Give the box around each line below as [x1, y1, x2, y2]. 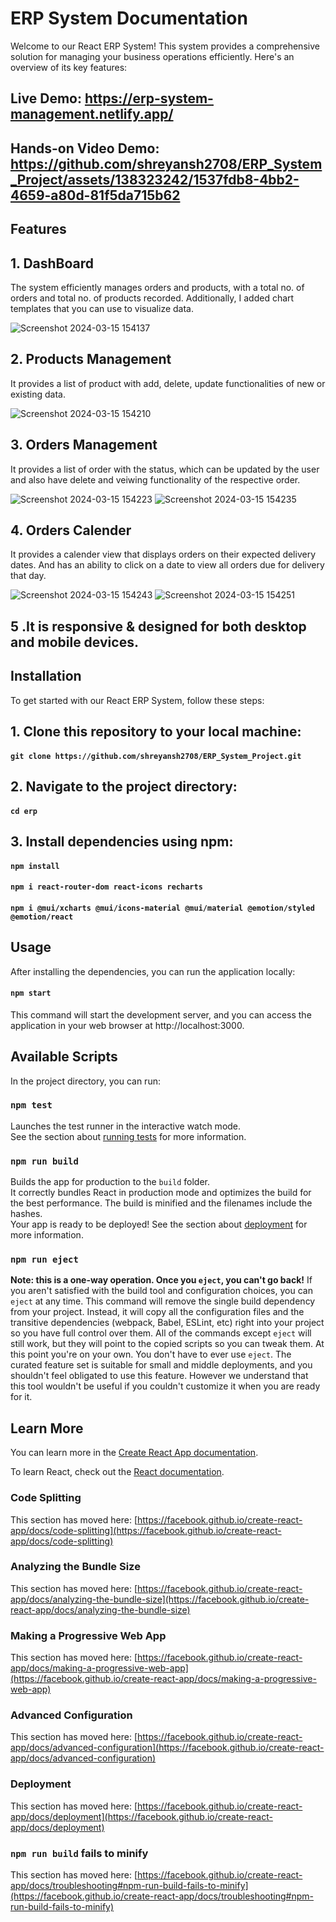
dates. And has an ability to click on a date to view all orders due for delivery [10, 559, 325, 571]
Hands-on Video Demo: [10, 140, 160, 157]
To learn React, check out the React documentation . [10, 1466, 225, 1478]
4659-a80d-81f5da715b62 [10, 187, 181, 204]
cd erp [10, 806, 38, 816]
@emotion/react [10, 912, 74, 922]
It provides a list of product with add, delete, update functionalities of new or [10, 377, 326, 389]
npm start [10, 988, 52, 999]
